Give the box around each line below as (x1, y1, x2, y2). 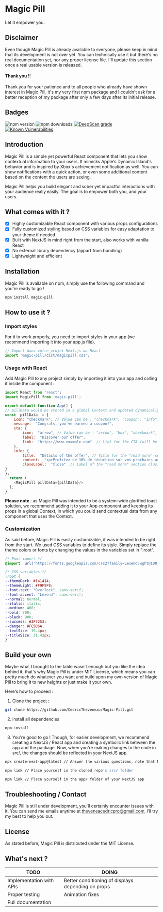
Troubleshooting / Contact (5, 791, 87, 798)
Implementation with (7, 877, 54, 884)
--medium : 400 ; (5, 606, 36, 611)
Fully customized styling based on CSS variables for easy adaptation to (12, 226, 155, 232)
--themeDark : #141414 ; (5, 579, 51, 584)
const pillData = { (5, 412, 49, 417)
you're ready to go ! (5, 285, 45, 291)
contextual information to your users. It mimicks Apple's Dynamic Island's (5, 158, 152, 164)
